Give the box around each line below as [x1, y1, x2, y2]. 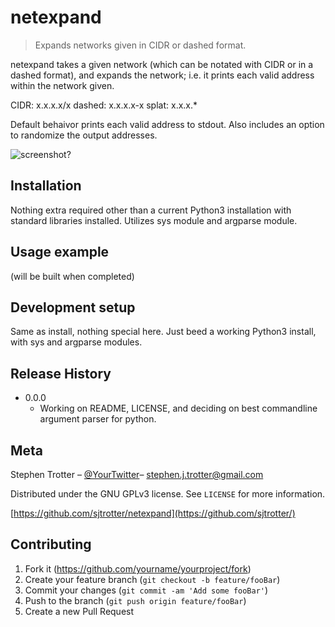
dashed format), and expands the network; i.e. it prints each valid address [10, 69, 315, 81]
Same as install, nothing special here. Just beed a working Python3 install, [10, 326, 317, 338]
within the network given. [10, 79, 115, 91]
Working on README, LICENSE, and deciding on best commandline [39, 402, 318, 415]
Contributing [10, 536, 92, 553]
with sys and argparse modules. [10, 336, 143, 348]
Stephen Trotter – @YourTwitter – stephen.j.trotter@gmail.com [10, 469, 264, 480]
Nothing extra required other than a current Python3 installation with [10, 204, 292, 216]
